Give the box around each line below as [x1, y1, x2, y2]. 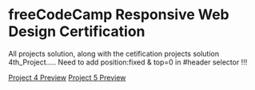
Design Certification [8, 22, 145, 41]
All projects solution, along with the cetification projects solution [8, 49, 220, 58]
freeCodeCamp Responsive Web [8, 6, 229, 24]
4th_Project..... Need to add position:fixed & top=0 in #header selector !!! [8, 57, 248, 67]
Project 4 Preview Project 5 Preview [8, 72, 126, 82]
